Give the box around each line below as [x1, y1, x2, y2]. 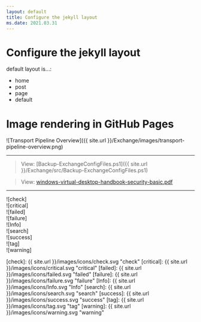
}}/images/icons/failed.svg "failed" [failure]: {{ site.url [6, 271, 138, 278]
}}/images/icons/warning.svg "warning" [6, 309, 105, 316]
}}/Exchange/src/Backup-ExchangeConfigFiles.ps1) [20, 167, 148, 174]
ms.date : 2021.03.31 [6, 20, 58, 26]
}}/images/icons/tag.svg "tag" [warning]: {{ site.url [6, 303, 131, 310]
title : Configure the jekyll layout [6, 14, 98, 20]
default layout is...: [6, 65, 52, 72]
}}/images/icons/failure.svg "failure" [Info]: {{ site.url [6, 277, 136, 284]
